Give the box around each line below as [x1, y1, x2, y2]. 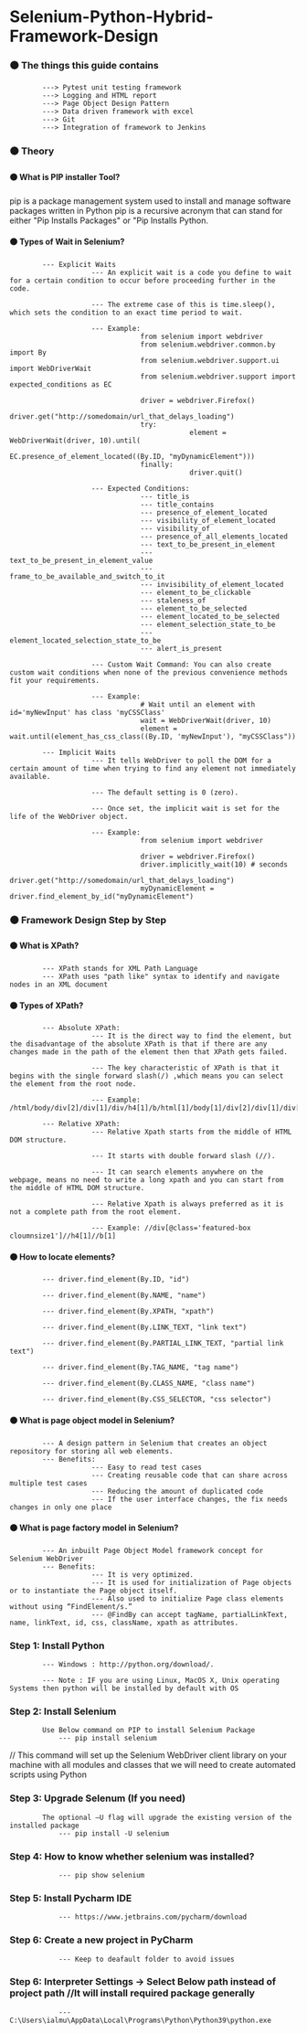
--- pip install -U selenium [58, 1828, 170, 1838]
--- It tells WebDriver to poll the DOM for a [90, 756, 272, 765]
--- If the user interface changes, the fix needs [90, 1495, 288, 1504]
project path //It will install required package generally [9, 1986, 256, 1999]
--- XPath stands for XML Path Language [42, 964, 198, 973]
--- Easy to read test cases [90, 1463, 203, 1472]
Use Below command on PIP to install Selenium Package [42, 1726, 256, 1735]
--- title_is [140, 492, 190, 501]
